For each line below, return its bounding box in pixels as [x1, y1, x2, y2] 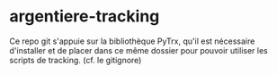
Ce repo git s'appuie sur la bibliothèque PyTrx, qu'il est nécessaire [9, 36, 255, 46]
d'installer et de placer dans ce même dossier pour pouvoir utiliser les [9, 45, 268, 55]
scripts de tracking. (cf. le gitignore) [9, 54, 142, 65]
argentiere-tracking [9, 6, 160, 27]
